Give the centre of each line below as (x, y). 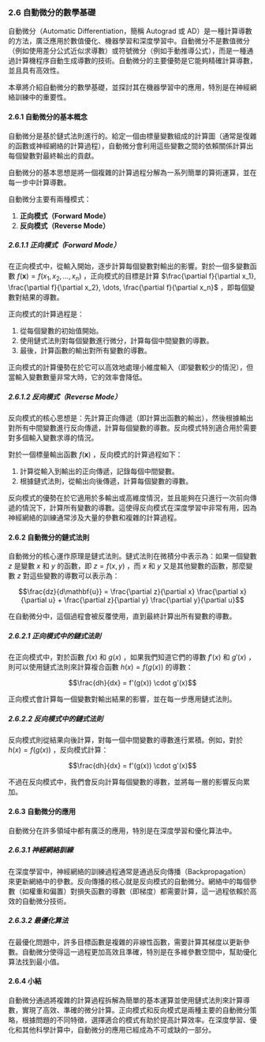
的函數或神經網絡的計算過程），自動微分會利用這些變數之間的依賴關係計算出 (131, 146)
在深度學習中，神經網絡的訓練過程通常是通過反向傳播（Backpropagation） (129, 871)
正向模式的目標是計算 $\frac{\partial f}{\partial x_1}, (173, 276)
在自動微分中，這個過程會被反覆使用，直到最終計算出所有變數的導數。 (122, 616)
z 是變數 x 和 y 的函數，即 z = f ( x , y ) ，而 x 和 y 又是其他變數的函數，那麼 (127, 566)
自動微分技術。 (46, 901)
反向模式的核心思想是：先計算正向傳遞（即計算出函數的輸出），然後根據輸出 (131, 418)
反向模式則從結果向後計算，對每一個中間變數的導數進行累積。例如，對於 (125, 740)
